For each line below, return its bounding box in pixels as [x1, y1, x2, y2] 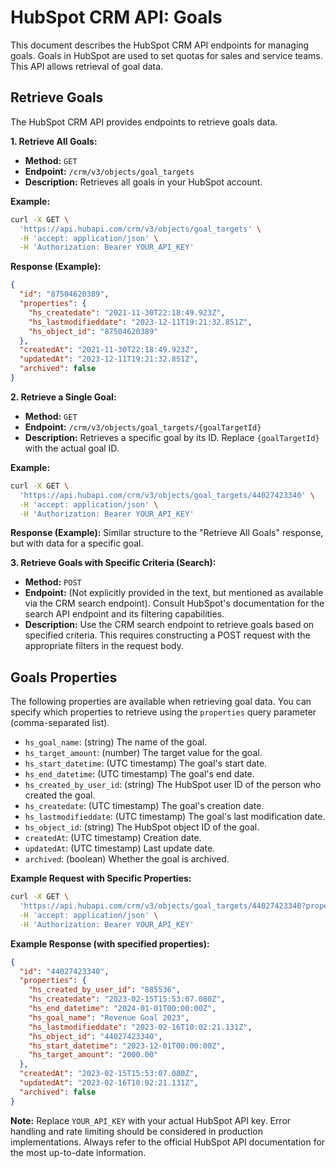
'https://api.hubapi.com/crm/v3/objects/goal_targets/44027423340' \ [19, 490, 315, 500]
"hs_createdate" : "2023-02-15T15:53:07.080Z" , [28, 994, 226, 1005]
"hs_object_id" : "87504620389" [28, 326, 159, 336]
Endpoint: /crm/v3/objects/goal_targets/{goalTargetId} [24, 421, 262, 433]
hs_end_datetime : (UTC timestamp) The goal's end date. [24, 768, 255, 780]
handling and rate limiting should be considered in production [10, 1125, 263, 1137]
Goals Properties [10, 669, 118, 686]
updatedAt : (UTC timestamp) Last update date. [24, 842, 216, 855]
